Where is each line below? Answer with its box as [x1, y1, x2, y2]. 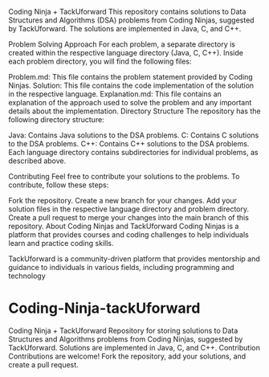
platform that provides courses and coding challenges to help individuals [8, 230, 249, 240]
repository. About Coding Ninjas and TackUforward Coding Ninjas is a [8, 221, 239, 231]
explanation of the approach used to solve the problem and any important [8, 98, 252, 107]
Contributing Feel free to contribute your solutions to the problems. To [8, 172, 240, 181]
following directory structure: [8, 115, 104, 124]
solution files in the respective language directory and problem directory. [8, 204, 250, 214]
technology [8, 271, 46, 281]
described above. [8, 156, 67, 166]
